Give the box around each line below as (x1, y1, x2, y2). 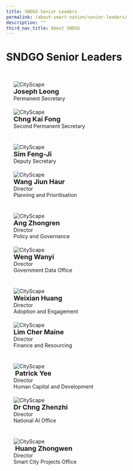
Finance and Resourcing (14, 342, 72, 349)
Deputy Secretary (14, 157, 56, 165)
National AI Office (14, 417, 56, 424)
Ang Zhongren (14, 219, 60, 228)
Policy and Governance (14, 233, 70, 240)
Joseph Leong (14, 87, 59, 96)
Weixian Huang (14, 294, 63, 302)
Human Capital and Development (14, 383, 94, 390)
